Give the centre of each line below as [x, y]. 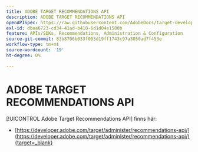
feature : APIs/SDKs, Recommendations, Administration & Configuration [95, 34]
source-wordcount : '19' [35, 50]
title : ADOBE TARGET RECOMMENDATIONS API [58, 11]
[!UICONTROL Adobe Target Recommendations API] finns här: [82, 118]
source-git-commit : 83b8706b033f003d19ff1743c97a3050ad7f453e [84, 39]
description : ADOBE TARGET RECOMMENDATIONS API [66, 17]
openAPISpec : [22, 22]
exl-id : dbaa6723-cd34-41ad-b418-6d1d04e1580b [64, 28]
